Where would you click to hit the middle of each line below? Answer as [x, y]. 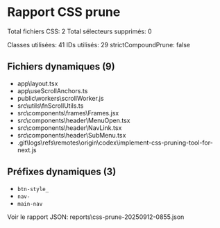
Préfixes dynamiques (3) [62, 172]
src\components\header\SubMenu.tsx [71, 135]
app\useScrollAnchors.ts [52, 90]
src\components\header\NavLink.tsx [69, 128]
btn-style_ [33, 189]
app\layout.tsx [37, 83]
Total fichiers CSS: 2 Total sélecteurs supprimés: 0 [79, 31]
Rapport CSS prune [64, 12]
